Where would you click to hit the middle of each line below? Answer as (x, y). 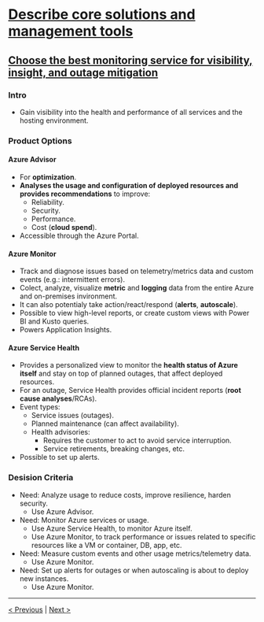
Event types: (40, 407)
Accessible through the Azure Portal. (79, 235)
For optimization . (48, 177)
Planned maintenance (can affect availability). (105, 424)
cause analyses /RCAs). (58, 398)
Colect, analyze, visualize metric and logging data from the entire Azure (136, 288)
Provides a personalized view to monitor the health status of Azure (128, 365)
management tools (71, 31)
